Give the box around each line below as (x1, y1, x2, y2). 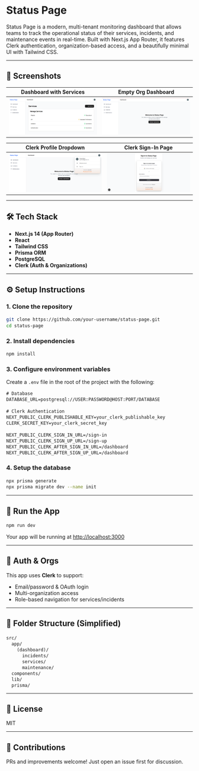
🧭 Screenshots (6, 71, 62, 81)
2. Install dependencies (6, 337, 75, 345)
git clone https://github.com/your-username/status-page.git (6, 316, 161, 323)
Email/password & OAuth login (14, 583, 89, 590)
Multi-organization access (14, 589, 79, 596)
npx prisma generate (6, 478, 57, 484)
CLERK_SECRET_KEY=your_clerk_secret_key (6, 420, 108, 427)
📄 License (6, 703, 43, 714)
